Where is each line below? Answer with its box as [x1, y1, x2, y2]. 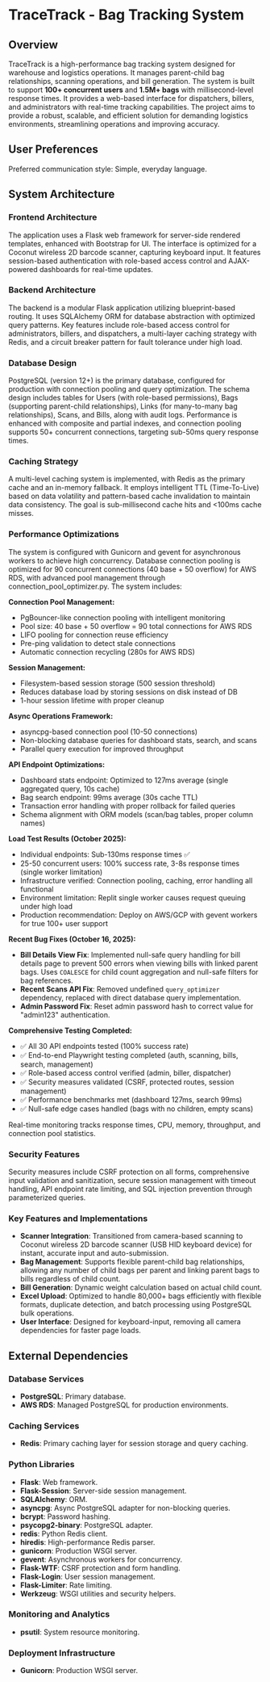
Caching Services [8, 1420, 80, 1431]
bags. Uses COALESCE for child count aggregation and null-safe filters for [19, 967, 259, 976]
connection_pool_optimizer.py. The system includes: [8, 581, 183, 591]
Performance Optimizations [8, 529, 119, 540]
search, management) [19, 1059, 94, 1069]
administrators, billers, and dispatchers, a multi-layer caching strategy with [8, 329, 257, 338]
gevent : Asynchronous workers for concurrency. [19, 1554, 183, 1564]
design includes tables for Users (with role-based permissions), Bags [8, 393, 239, 403]
